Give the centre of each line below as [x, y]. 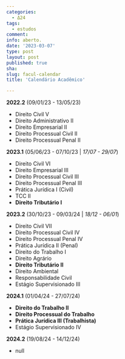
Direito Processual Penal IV [49, 239]
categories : [21, 12]
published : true [27, 63]
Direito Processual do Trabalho [55, 315]
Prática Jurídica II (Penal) [46, 246]
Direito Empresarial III [42, 170]
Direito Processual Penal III [49, 183]
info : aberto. [24, 40]
